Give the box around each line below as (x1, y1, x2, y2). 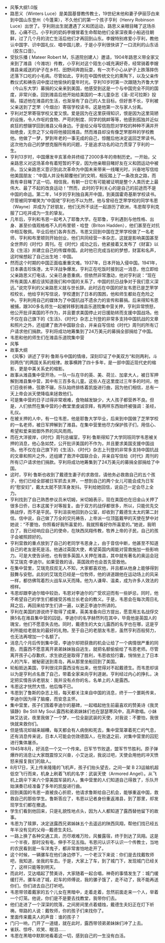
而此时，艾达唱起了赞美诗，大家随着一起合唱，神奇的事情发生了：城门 (9, 870, 155, 876)
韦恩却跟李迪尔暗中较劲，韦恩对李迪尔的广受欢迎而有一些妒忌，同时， (9, 590, 155, 596)
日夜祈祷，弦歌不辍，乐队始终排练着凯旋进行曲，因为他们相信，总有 (14, 384, 155, 390)
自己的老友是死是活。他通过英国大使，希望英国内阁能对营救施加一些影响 (9, 546, 159, 552)
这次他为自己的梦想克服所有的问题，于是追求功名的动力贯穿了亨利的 (9, 142, 150, 147)
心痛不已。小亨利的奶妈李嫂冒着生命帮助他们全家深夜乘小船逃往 (18, 29, 150, 35)
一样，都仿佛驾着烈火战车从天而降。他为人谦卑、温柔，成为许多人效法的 (9, 578, 159, 583)
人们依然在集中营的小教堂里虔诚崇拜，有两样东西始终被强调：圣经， (18, 403, 159, 409)
